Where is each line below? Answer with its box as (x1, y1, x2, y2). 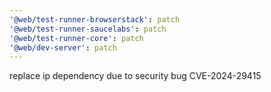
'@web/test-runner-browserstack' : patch (9, 14, 181, 25)
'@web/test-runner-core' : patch (9, 33, 144, 43)
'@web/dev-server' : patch (9, 42, 117, 53)
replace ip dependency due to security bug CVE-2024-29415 (9, 70, 262, 82)
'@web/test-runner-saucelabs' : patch (9, 24, 167, 34)
